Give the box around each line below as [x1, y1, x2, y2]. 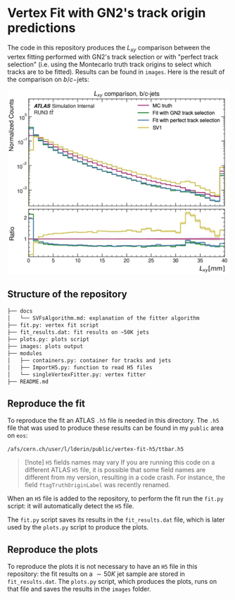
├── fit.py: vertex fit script [7, 322, 99, 329]
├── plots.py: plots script [7, 336, 90, 343]
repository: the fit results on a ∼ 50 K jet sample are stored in [7, 570, 185, 578]
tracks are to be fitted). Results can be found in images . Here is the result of [7, 67, 225, 76]
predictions [7, 20, 76, 36]
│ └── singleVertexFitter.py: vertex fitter [7, 371, 146, 378]
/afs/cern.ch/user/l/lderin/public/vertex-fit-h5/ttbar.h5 [7, 446, 184, 453]
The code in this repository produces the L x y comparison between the [7, 43, 211, 54]
